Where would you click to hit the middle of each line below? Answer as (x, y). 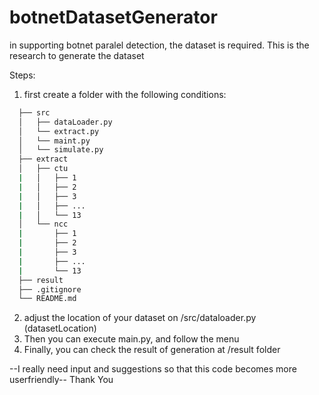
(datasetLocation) (60, 328)
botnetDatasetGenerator (113, 17)
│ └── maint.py (54, 141)
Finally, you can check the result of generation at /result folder (152, 350)
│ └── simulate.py (61, 150)
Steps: (22, 75)
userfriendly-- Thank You (61, 380)
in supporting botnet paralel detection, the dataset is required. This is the (159, 45)
